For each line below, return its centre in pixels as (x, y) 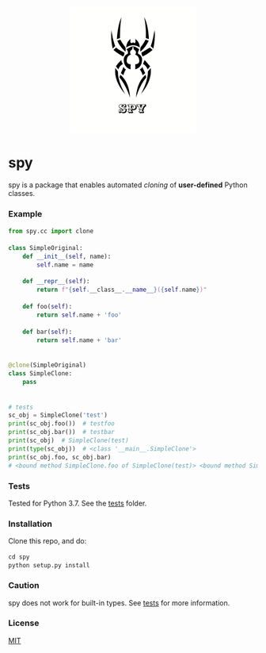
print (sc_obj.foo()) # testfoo (61, 424)
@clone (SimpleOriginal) (47, 365)
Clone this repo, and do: (47, 541)
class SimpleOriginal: (46, 248)
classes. (22, 193)
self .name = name (65, 265)
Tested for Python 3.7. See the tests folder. (78, 503)
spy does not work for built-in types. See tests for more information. (119, 603)
